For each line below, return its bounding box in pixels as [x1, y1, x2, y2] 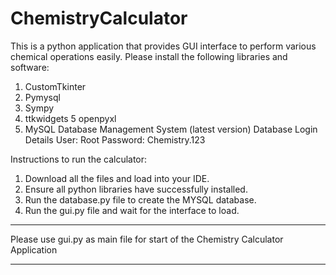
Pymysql [24, 91, 61, 103]
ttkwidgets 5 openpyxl [24, 112, 117, 124]
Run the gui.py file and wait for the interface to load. [24, 204, 240, 216]
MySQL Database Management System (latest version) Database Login [24, 123, 318, 135]
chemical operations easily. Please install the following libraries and [10, 50, 288, 62]
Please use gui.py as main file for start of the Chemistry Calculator [10, 233, 284, 245]
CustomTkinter [24, 80, 87, 92]
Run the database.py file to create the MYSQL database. [24, 193, 257, 206]
